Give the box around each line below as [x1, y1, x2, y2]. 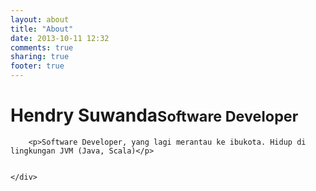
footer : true [10, 61, 65, 71]
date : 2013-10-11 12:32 [10, 33, 110, 43]
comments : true [10, 42, 74, 53]
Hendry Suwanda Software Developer [10, 104, 299, 127]
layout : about [10, 14, 70, 25]
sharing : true [10, 52, 70, 62]
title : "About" [10, 24, 74, 34]
